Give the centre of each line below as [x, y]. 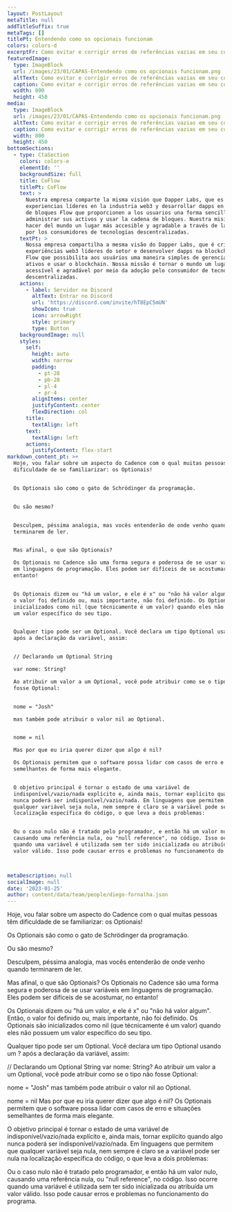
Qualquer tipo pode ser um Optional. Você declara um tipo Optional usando [114, 1046]
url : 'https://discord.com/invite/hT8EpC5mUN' [100, 303]
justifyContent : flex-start [72, 451]
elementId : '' [40, 168]
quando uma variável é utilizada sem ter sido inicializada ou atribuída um [110, 1186]
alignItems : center [60, 399]
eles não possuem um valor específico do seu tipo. [80, 1033]
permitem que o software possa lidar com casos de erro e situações [104, 1108]
